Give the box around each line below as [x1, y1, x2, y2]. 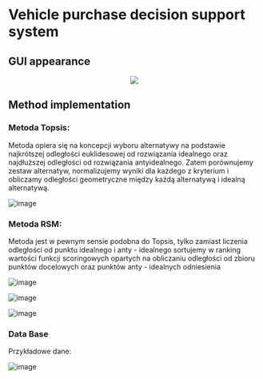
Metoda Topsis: [8, 122, 70, 134]
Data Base [8, 328, 49, 339]
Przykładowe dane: [8, 346, 72, 357]
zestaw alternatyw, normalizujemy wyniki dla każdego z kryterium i [8, 166, 229, 175]
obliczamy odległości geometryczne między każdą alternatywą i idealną [8, 174, 245, 184]
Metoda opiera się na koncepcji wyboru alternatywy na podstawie [8, 140, 226, 150]
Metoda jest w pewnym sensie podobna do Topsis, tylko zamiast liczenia [8, 236, 248, 245]
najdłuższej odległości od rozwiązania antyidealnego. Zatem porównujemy [8, 158, 253, 167]
